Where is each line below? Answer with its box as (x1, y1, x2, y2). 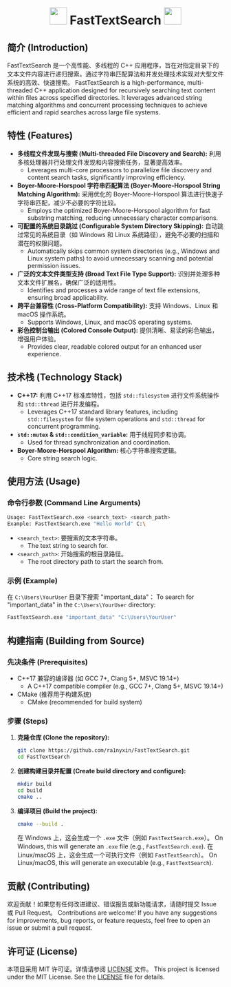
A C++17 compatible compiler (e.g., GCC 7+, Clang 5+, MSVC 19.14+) (27, 682, 223, 690)
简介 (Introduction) (7, 41, 89, 53)
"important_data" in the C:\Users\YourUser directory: (7, 600, 156, 609)
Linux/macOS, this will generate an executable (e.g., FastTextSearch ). (16, 859, 214, 867)
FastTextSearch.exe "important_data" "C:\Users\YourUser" (7, 614, 177, 621)
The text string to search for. (27, 542, 109, 550)
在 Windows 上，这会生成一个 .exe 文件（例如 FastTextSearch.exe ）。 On (16, 834, 223, 842)
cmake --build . (16, 820, 64, 827)
